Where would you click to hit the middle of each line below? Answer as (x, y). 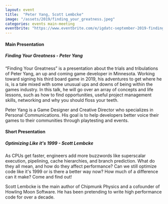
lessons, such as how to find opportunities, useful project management (78, 95)
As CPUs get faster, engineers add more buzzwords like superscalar (75, 156)
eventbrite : (17, 28)
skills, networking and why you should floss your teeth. (62, 100)
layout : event (20, 10)
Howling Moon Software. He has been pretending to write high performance (83, 192)
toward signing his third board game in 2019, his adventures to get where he (83, 79)
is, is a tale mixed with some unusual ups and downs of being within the (79, 84)
